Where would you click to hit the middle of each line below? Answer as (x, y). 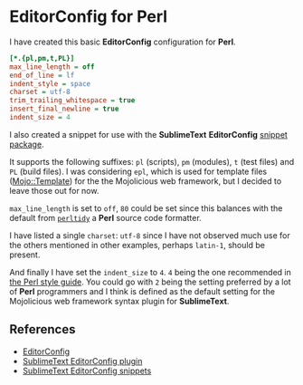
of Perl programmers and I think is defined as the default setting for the (142, 291)
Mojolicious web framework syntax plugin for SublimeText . (119, 301)
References (43, 329)
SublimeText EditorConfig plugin (82, 361)
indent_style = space (50, 83)
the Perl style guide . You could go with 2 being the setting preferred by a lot (150, 282)
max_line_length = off (52, 67)
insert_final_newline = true (64, 109)
